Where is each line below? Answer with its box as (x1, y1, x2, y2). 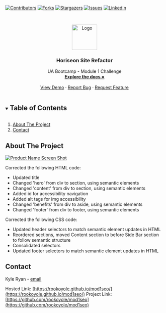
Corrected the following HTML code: (5, 164, 81, 170)
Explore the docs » (64, 74, 105, 80)
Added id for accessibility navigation (12, 190, 89, 197)
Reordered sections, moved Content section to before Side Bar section (12, 232, 159, 238)
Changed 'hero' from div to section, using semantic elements (12, 180, 139, 186)
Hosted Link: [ (5, 286, 34, 292)
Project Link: (86, 291, 112, 297)
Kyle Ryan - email (5, 276, 42, 282)
